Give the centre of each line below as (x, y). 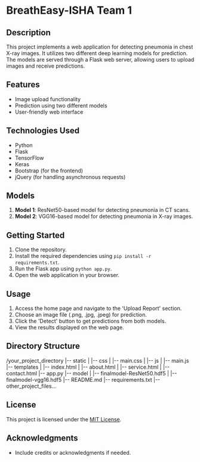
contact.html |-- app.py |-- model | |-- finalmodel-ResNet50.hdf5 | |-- (92, 373)
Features (23, 85)
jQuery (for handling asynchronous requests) (70, 177)
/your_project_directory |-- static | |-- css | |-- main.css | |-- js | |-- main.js (98, 360)
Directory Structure (43, 346)
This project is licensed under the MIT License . (64, 419)
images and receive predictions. (46, 66)
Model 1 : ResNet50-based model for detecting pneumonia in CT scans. (102, 210)
